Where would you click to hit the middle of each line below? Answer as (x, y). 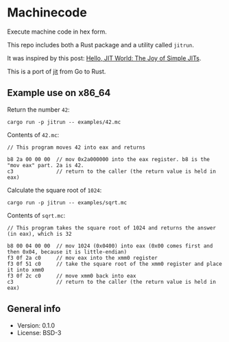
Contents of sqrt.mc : (36, 215)
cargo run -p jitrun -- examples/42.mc (64, 122)
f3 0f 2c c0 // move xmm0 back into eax (72, 276)
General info (34, 309)
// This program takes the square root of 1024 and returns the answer (111, 228)
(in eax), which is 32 (39, 234)
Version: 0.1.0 (36, 325)
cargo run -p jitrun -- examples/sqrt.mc (67, 203)
